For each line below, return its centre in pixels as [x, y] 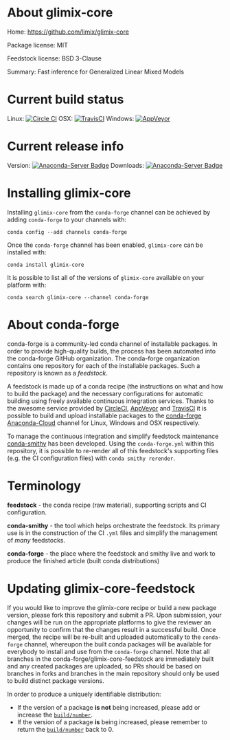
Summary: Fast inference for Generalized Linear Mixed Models [95, 72]
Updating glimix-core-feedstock [101, 588]
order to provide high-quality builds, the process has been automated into [112, 351]
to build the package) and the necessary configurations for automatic [105, 393]
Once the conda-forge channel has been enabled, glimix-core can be [105, 245]
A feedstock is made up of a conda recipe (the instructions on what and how [115, 386]
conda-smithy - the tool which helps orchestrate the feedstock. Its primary [114, 525]
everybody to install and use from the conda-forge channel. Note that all [108, 651]
